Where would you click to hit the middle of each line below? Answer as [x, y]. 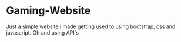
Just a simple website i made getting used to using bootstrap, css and [91, 26]
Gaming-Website [48, 11]
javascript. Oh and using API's [43, 32]
